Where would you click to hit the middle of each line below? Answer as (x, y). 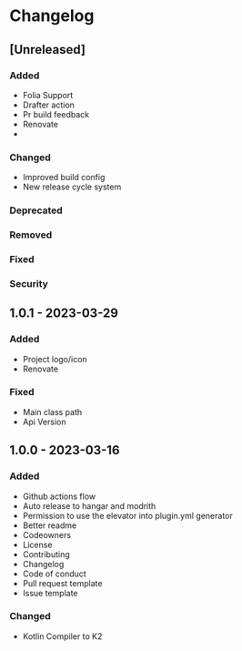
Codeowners (46, 534)
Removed (31, 235)
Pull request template (62, 583)
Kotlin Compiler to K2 (62, 636)
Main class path (52, 412)
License (37, 544)
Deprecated (36, 210)
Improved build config (64, 178)
